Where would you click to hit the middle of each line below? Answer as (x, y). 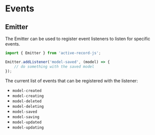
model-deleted (27, 101)
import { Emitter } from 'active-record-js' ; (53, 53)
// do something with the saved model (54, 67)
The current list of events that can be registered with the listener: (72, 81)
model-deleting (28, 106)
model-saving (26, 117)
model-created (27, 90)
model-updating (28, 127)
